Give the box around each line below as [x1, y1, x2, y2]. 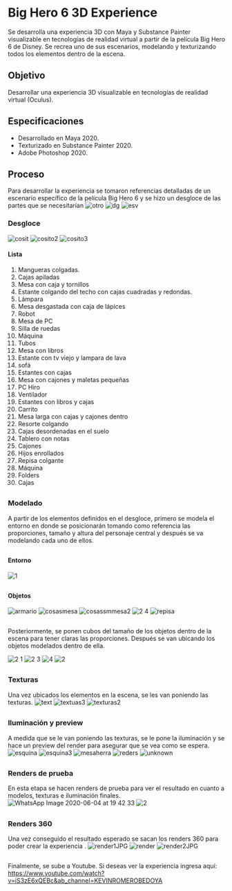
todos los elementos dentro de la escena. [8, 50, 126, 58]
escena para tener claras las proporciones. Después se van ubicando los [8, 634, 215, 643]
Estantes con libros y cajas [17, 397, 95, 405]
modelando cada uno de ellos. [8, 536, 94, 544]
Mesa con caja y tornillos [17, 280, 89, 288]
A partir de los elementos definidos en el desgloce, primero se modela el [8, 514, 215, 522]
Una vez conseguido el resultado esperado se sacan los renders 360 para [8, 834, 219, 843]
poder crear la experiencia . [8, 842, 87, 850]
